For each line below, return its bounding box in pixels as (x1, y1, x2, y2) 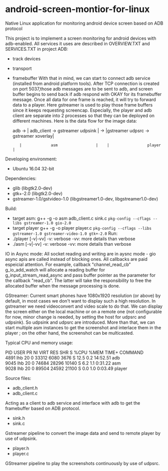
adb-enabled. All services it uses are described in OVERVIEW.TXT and (5, 40, 150, 46)
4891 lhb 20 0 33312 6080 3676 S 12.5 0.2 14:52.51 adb (5, 354, 120, 360)
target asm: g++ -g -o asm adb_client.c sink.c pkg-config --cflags (12, 215, 151, 221)
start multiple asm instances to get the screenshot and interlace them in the (5, 324, 161, 330)
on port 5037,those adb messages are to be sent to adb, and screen (12, 85, 153, 91)
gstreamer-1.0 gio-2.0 (24, 220, 71, 226)
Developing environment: (5, 156, 57, 162)
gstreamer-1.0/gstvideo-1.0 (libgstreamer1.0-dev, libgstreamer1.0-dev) (12, 196, 158, 202)
